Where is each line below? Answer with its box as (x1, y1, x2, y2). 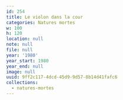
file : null (6, 47, 33, 53)
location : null (6, 36, 44, 42)
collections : (6, 80, 38, 86)
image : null (6, 69, 35, 75)
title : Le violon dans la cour (6, 14, 83, 20)
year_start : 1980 (6, 58, 49, 64)
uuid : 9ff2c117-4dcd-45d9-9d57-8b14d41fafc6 (6, 74, 118, 80)
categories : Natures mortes (6, 19, 76, 25)
